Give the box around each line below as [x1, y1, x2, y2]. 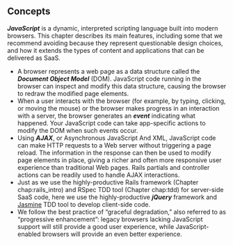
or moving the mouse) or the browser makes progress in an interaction [17, 104, 220, 112]
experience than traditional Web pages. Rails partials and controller [17, 163, 210, 171]
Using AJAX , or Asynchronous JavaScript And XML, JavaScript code [17, 134, 216, 142]
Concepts [7, 6, 51, 17]
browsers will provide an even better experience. [42, 230, 183, 238]
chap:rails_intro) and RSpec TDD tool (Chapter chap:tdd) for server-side [17, 185, 224, 193]
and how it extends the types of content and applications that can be [7, 46, 204, 54]
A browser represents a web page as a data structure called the [17, 67, 200, 75]
